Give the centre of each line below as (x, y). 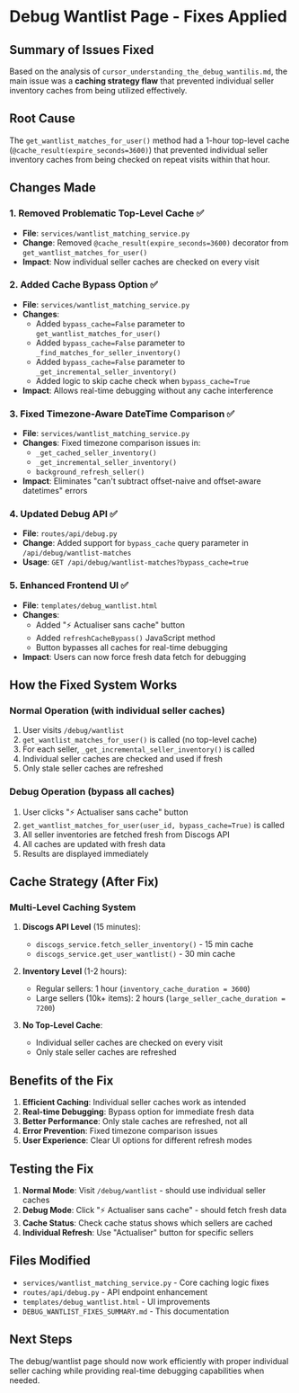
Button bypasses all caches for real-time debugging (132, 647)
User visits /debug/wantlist (73, 730)
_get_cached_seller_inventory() (96, 453)
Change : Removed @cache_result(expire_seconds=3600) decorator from (155, 242)
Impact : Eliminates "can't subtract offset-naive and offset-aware (142, 481)
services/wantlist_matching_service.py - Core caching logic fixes (145, 1282)
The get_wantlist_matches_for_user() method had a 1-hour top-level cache (149, 140)
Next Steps (41, 1339)
